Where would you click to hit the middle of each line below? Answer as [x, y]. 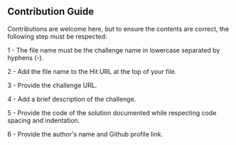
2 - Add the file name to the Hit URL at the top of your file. [92, 71]
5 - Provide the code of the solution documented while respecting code [112, 112]
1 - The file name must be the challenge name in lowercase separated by [114, 50]
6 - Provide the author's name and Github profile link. [85, 134]
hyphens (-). [26, 58]
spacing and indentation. [44, 120]
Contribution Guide [51, 12]
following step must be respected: [57, 36]
